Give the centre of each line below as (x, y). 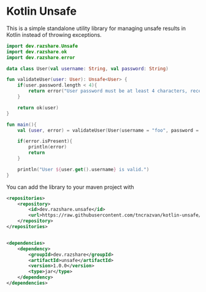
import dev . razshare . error (41, 57)
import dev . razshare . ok (37, 52)
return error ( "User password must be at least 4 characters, (108, 91)
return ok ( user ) (38, 108)
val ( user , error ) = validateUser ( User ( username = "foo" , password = (108, 130)
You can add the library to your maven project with (70, 187)
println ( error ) (48, 147)
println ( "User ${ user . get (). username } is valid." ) (83, 169)
